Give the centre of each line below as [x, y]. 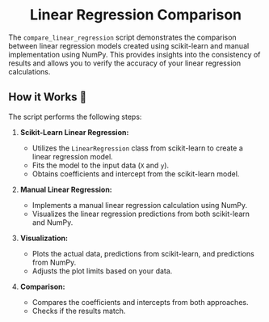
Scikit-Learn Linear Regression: [74, 132]
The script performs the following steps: [75, 117]
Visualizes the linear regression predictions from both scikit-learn [141, 214]
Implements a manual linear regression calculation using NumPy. [140, 205]
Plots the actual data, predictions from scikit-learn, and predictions [143, 253]
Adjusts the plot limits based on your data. [102, 271]
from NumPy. [54, 262]
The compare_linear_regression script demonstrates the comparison [122, 37]
